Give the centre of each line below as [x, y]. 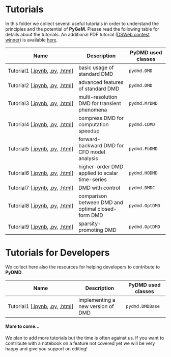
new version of [96, 306]
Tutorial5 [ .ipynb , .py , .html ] [41, 148]
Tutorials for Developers [58, 253]
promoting [91, 230]
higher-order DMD [101, 166]
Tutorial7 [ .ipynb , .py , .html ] [41, 188]
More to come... [22, 326]
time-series [93, 179]
